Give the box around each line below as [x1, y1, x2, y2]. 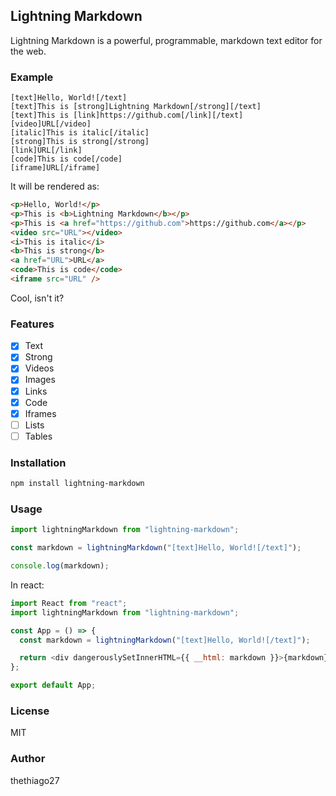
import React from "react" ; [10, 598, 128, 608]
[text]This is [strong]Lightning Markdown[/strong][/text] [10, 102, 262, 112]
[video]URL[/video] [10, 119, 92, 129]
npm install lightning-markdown [10, 479, 145, 489]
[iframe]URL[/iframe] [10, 163, 101, 173]
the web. [10, 45, 47, 57]
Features [10, 317, 55, 331]
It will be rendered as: [10, 180, 100, 193]
